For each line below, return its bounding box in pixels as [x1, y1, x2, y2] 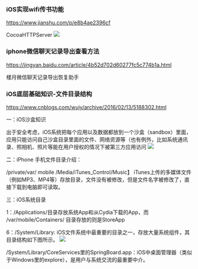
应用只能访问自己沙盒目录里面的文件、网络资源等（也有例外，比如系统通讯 [6, 135, 188, 143]
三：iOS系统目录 [6, 196, 46, 203]
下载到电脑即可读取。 [11, 183, 63, 191]
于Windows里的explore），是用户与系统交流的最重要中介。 [6, 256, 149, 263]
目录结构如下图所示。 [6, 236, 58, 243]
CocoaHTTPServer [6, 31, 53, 39]
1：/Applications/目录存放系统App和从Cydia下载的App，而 [6, 208, 149, 216]
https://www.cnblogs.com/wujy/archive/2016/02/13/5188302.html [6, 103, 167, 110]
